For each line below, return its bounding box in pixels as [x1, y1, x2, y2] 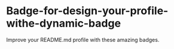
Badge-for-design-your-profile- [6, 4, 169, 18]
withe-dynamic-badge [6, 17, 121, 30]
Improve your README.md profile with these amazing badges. [6, 36, 160, 43]
